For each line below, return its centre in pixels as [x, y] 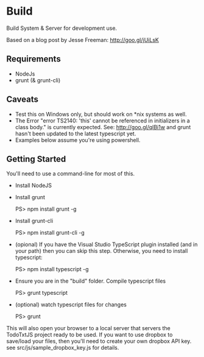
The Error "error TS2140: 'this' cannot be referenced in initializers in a [102, 121]
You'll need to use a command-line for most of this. [71, 174]
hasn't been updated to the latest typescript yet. [76, 133]
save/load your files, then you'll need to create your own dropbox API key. [99, 341]
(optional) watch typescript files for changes [71, 305]
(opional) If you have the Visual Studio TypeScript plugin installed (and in [106, 244]
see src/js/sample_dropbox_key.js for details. [63, 348]
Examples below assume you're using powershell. [78, 140]
